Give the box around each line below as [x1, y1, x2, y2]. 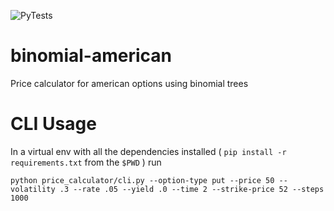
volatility [10, 184, 56, 194]
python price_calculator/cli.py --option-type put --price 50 [10, 175, 275, 185]
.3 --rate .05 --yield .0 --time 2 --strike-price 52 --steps [59, 184, 325, 194]
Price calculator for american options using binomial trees [10, 77, 249, 89]
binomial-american [10, 45, 172, 67]
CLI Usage [10, 113, 97, 135]
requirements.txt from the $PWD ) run [10, 156, 162, 168]
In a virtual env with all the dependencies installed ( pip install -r [10, 145, 287, 157]
